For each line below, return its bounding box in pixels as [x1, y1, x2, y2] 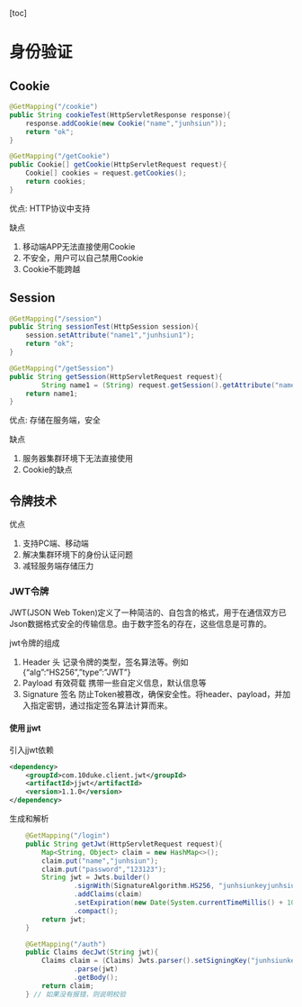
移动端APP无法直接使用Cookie [22, 240, 136, 251]
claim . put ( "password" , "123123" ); [41, 865, 167, 874]
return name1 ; [25, 389, 78, 398]
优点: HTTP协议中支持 [9, 203, 91, 213]
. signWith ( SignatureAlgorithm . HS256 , [73, 882, 216, 891]
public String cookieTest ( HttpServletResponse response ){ [9, 110, 231, 120]
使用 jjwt [9, 722, 41, 733]
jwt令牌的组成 [9, 638, 60, 649]
